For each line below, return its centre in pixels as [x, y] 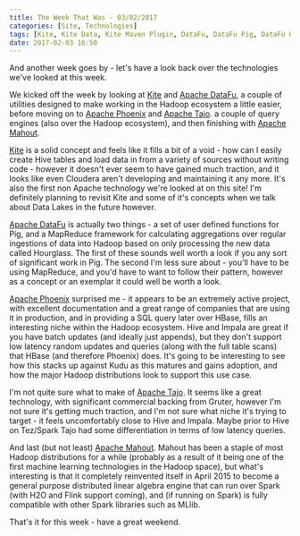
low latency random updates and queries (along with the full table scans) [143, 346]
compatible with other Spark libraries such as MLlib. [105, 505]
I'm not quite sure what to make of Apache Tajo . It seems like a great [135, 392]
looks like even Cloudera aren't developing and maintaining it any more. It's [147, 179]
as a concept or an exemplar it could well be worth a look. [116, 282]
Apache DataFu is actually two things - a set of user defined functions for [144, 225]
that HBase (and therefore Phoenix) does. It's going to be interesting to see [147, 356]
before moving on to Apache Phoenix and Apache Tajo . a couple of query [144, 114]
